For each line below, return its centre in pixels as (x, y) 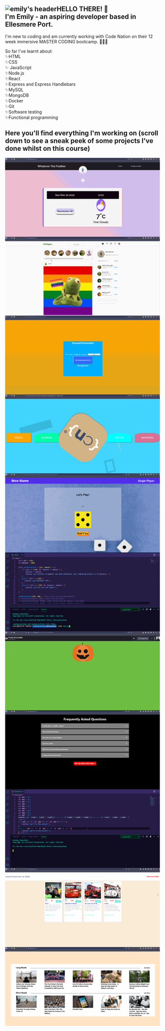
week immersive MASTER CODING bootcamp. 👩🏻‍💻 (56, 41)
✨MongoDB (17, 95)
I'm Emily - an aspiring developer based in (71, 17)
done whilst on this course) (48, 149)
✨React (13, 78)
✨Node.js (15, 73)
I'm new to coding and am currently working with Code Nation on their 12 (79, 36)
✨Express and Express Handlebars (41, 84)
